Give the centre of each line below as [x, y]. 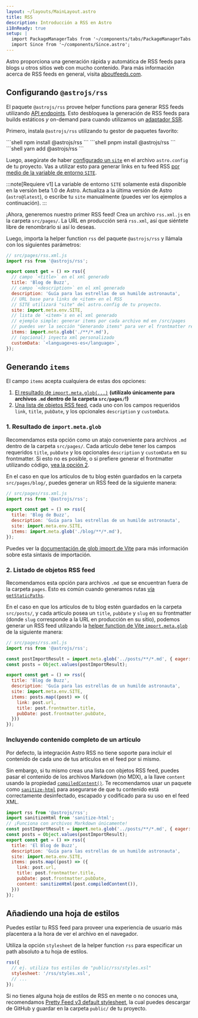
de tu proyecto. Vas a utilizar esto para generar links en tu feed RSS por [93, 166]
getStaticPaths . [26, 595]
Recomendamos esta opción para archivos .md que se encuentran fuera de [97, 582]
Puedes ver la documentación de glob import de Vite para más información [97, 548]
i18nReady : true [26, 28]
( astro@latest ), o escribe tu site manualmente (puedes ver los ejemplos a [96, 196]
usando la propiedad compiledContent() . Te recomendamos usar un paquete [99, 783]
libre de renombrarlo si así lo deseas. [51, 227]
